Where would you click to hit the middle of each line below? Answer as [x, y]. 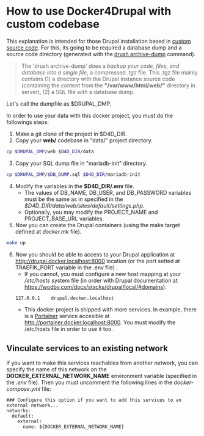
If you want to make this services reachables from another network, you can [102, 363]
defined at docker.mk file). [48, 231]
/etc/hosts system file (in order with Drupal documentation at [101, 280]
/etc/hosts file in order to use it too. [68, 329]
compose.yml [24, 389]
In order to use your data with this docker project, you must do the [89, 115]
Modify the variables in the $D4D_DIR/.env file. [75, 186]
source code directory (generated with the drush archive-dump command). [101, 54]
